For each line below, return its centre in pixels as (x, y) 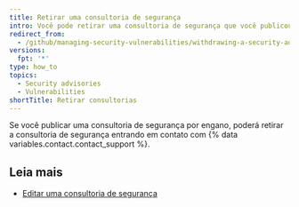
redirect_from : (37, 34)
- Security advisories (59, 84)
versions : (28, 51)
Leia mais (36, 172)
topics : (24, 76)
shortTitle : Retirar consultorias (73, 100)
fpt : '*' (33, 59)
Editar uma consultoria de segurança (90, 194)
